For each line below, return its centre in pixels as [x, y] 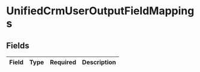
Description [99, 62]
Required [63, 62]
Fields [18, 46]
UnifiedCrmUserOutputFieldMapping [100, 11]
